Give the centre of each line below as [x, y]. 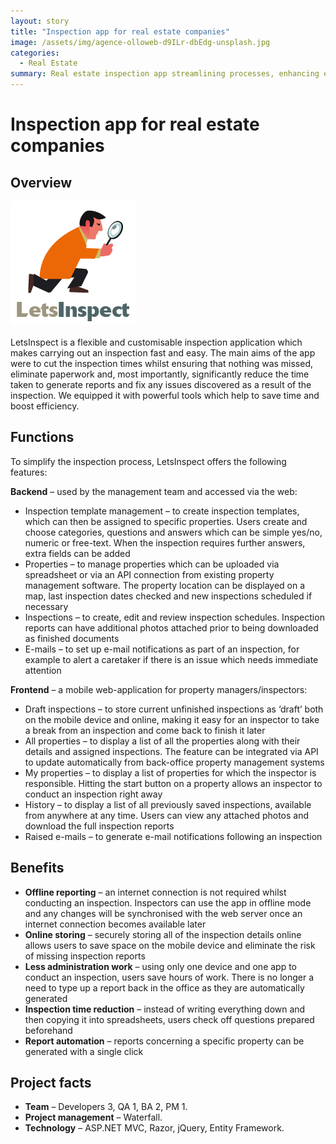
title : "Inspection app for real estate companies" [120, 31]
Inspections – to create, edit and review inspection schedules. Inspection [174, 617]
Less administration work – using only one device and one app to [161, 966]
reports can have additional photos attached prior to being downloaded [171, 627]
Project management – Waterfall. [93, 1117]
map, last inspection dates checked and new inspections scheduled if [168, 596]
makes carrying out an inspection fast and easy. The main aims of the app [163, 353]
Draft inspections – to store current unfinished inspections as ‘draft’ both [174, 709]
